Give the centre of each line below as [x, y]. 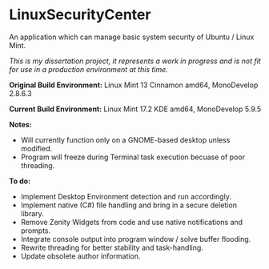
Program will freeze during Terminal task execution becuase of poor [132, 157]
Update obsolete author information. [80, 256]
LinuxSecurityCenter [80, 15]
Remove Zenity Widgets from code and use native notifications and [132, 222]
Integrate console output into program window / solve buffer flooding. [136, 239]
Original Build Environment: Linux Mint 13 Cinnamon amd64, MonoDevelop [134, 85]
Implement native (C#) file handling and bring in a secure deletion [128, 205]
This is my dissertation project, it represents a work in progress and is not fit [135, 61]
